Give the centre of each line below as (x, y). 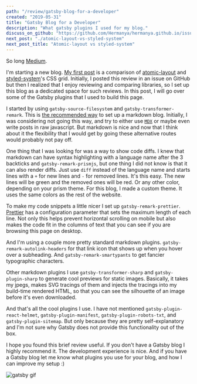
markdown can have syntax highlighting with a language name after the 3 (95, 157)
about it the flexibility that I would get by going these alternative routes (91, 133)
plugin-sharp (22, 279)
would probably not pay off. (39, 140)
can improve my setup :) (35, 363)
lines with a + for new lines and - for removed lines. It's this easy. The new (96, 176)
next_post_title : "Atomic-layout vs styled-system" (70, 45)
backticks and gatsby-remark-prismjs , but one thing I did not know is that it (97, 163)
